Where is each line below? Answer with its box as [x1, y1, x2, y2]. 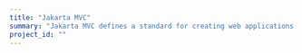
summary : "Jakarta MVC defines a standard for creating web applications [9, 22, 295, 31]
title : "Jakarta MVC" [9, 13, 92, 22]
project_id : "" [9, 30, 67, 39]
